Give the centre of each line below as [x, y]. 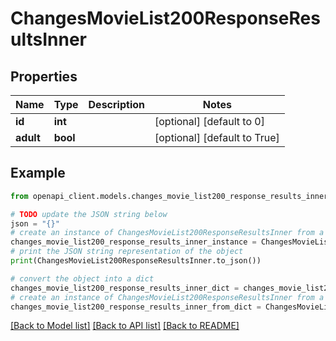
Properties [44, 76]
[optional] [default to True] [217, 137]
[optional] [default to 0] [209, 121]
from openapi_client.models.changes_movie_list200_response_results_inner [169, 196]
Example [38, 173]
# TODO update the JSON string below [89, 214]
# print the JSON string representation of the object [127, 252]
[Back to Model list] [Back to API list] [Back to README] [125, 326]
